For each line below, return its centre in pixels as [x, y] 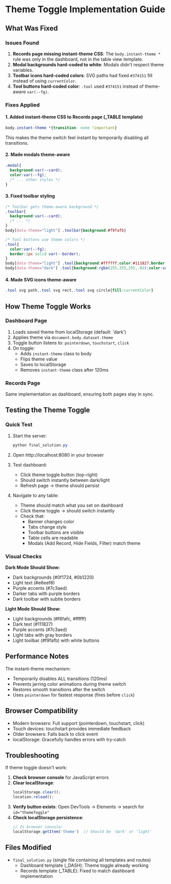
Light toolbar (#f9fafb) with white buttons [56, 640]
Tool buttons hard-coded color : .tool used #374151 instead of [78, 86]
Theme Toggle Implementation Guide [85, 9]
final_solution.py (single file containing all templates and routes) [82, 860]
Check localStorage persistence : [48, 818]
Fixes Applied [22, 105]
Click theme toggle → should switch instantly [67, 510]
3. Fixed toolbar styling [30, 196]
